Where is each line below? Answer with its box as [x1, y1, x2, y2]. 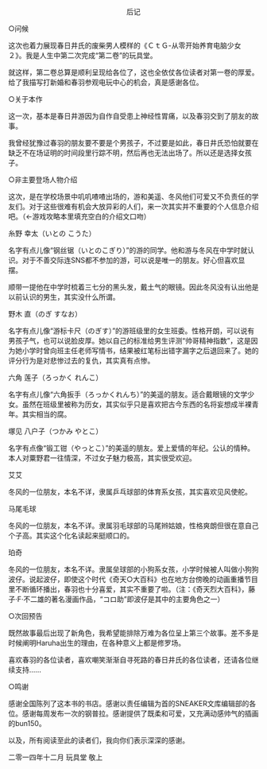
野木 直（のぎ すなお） [8, 309, 82, 318]
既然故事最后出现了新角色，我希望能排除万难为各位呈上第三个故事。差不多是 [8, 628, 259, 638]
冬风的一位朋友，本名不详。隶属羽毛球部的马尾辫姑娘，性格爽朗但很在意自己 [8, 521, 259, 530]
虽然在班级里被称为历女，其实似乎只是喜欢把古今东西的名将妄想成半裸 [21, 400, 252, 409]
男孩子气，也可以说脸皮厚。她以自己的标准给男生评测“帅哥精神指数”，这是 [8, 336, 252, 345]
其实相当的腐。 [21, 410, 72, 419]
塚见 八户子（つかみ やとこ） [8, 426, 103, 436]
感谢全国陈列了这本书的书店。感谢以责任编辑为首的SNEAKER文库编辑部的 [8, 699, 250, 708]
